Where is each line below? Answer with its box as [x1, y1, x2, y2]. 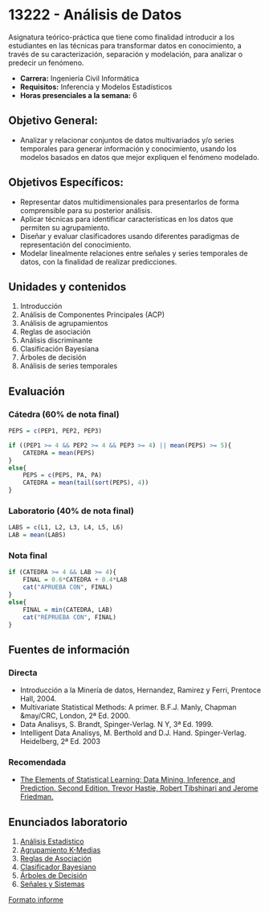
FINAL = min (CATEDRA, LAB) [22, 606, 113, 614]
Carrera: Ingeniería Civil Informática [19, 73, 140, 83]
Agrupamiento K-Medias [19, 845, 101, 855]
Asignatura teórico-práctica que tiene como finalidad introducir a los [8, 32, 235, 42]
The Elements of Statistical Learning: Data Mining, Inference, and [19, 774, 235, 785]
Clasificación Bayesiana [19, 344, 99, 354]
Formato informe [8, 895, 64, 905]
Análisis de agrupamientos [19, 318, 108, 328]
